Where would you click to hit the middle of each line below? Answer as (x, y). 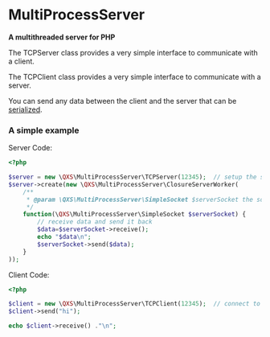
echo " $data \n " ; (64, 237)
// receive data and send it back (95, 222)
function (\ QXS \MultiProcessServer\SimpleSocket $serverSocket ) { (135, 215)
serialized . (25, 109)
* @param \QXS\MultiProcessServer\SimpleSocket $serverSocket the (139, 199)
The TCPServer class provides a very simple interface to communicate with (133, 52)
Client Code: (29, 274)
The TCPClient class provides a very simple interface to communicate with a (135, 76)
